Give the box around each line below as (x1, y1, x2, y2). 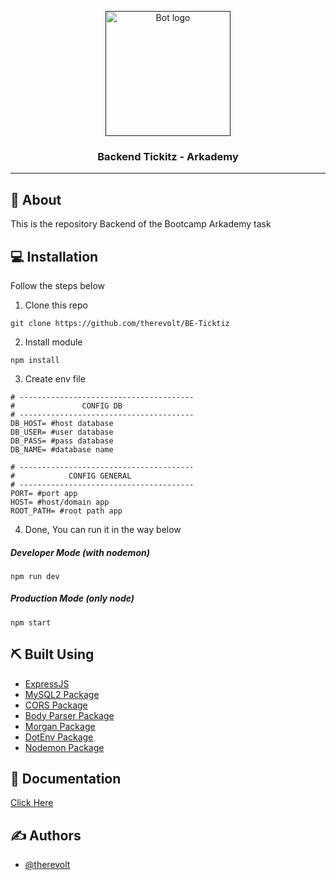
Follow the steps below (10, 279, 105, 291)
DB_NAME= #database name (10, 444, 114, 455)
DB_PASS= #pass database (10, 436, 114, 446)
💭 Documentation (10, 771, 122, 788)
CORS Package (24, 699, 88, 711)
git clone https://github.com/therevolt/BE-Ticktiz (10, 318, 230, 328)
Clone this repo (24, 299, 88, 311)
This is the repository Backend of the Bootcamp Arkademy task (10, 218, 272, 230)
